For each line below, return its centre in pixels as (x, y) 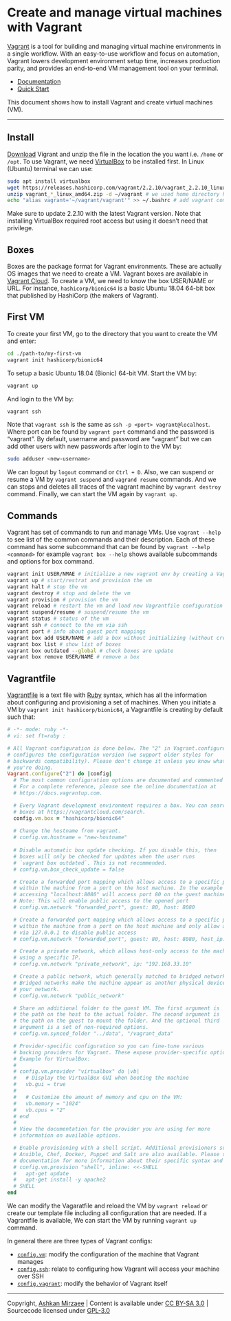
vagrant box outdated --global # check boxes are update (90, 651)
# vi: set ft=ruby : (37, 736)
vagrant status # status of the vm (58, 619)
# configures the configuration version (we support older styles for (110, 755)
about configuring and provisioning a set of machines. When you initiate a (112, 702)
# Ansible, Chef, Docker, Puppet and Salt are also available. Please (117, 1154)
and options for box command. (51, 562)
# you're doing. (30, 768)
